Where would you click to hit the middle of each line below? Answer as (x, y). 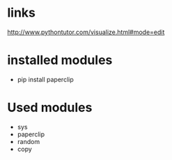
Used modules (50, 107)
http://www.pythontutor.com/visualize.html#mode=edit (86, 32)
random (29, 141)
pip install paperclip (46, 79)
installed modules (60, 60)
